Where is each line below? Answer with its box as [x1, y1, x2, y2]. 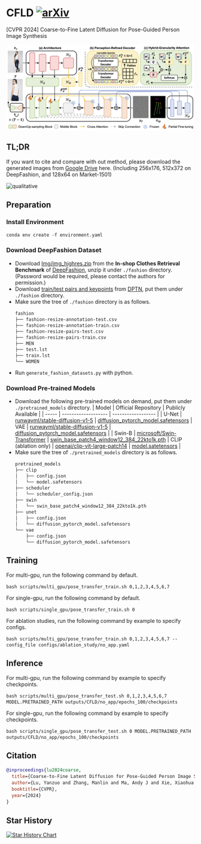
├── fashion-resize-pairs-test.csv [14, 328, 104, 335]
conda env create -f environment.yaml [6, 232, 103, 238]
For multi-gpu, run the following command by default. [6, 571, 138, 578]
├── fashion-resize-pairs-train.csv [14, 334, 106, 341]
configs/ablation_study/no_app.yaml [38, 642, 130, 648]
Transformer [14, 436, 46, 443]
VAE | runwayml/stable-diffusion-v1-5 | [14, 423, 111, 430]
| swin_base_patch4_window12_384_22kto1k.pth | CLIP [47, 436, 182, 443]
